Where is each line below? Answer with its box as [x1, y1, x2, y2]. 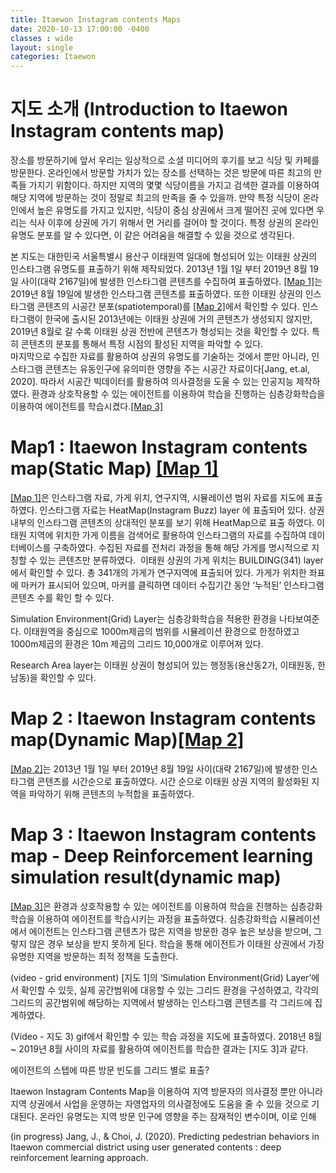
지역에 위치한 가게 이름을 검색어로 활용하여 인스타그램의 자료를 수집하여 [28, 529, 307, 541]
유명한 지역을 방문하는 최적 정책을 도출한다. [10, 950, 179, 962]
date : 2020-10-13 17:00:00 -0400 [10, 24, 150, 34]
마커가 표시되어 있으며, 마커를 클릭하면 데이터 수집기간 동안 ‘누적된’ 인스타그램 [20, 579, 325, 591]
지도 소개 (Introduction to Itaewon [10, 98, 288, 121]
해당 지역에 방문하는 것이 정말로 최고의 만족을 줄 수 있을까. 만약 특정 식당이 [10, 192, 301, 204]
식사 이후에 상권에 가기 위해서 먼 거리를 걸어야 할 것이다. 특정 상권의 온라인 [28, 217, 320, 229]
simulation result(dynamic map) [10, 866, 282, 889]
